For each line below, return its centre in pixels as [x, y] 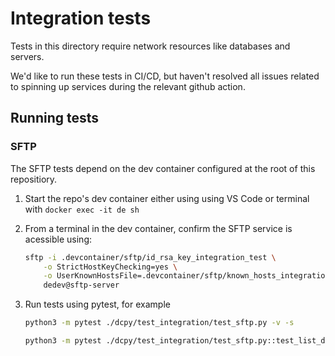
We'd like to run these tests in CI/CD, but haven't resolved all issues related [165, 76]
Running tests [55, 118]
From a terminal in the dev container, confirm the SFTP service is [158, 228]
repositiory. [34, 179]
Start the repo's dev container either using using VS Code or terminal [167, 198]
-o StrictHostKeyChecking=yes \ [110, 267]
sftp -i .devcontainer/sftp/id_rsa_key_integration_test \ [150, 257]
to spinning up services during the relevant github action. [128, 86]
